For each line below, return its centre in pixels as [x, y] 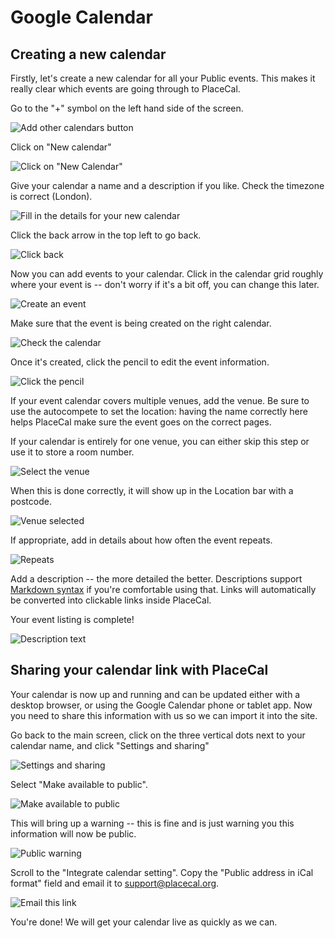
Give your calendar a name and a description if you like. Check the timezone [167, 185]
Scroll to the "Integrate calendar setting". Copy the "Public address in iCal [162, 872]
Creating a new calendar [88, 54]
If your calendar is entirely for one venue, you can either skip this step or [160, 441]
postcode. [31, 501]
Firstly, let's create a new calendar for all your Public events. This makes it [163, 78]
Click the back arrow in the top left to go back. [106, 235]
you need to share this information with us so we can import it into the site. [164, 715]
